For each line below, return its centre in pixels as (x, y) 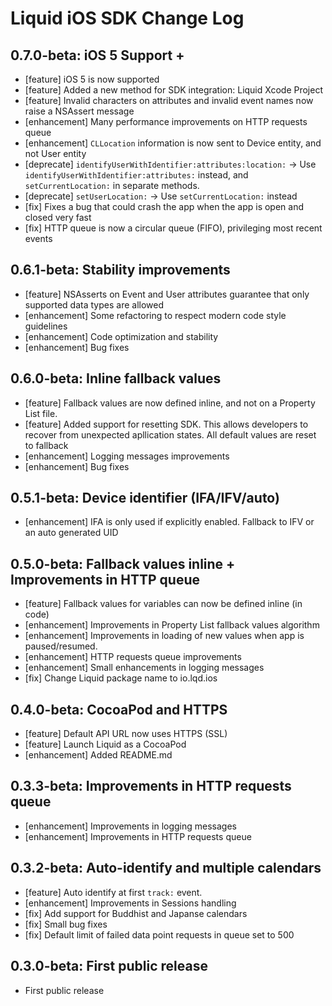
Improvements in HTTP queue (105, 579)
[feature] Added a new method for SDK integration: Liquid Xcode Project (173, 90)
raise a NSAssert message (79, 111)
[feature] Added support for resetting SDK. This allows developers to (166, 424)
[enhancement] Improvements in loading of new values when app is (164, 636)
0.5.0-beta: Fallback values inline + (123, 563)
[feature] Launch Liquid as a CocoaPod (105, 744)
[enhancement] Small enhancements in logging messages (144, 668)
